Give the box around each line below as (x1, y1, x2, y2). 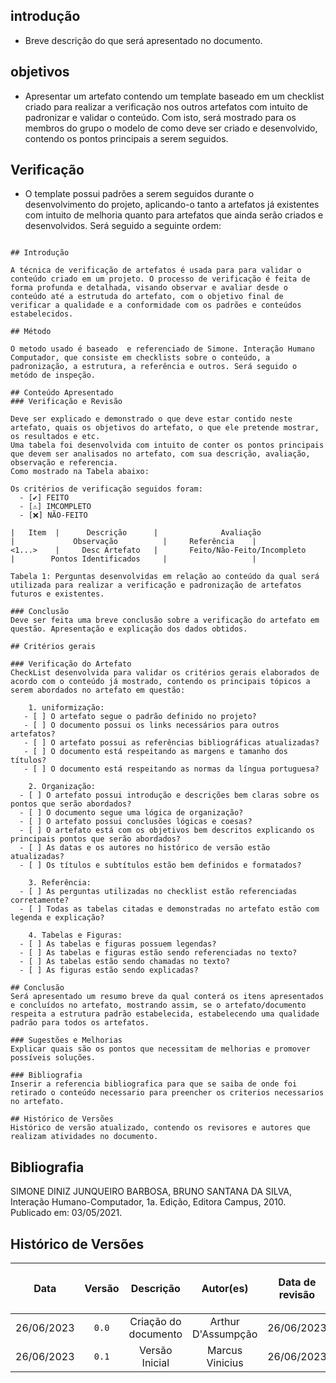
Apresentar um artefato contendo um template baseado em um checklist (24, 90, 325, 102)
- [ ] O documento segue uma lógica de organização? (19, 808, 244, 818)
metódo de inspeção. (10, 370, 97, 381)
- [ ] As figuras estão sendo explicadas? (19, 965, 199, 976)
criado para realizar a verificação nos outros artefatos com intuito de (24, 100, 308, 113)
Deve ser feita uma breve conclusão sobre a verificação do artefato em (10, 615, 320, 626)
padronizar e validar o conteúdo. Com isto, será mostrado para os (24, 111, 297, 123)
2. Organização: (28, 782, 97, 792)
